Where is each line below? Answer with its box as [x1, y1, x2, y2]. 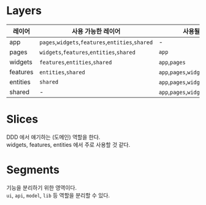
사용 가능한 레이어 [71, 27, 121, 36]
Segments [6, 163, 60, 177]
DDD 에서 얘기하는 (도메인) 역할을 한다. [6, 133, 101, 141]
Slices [6, 112, 39, 126]
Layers [6, 4, 42, 18]
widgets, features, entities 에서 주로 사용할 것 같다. [6, 141, 131, 148]
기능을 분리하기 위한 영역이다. [6, 184, 77, 191]
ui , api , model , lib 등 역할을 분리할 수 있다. [6, 191, 110, 199]
